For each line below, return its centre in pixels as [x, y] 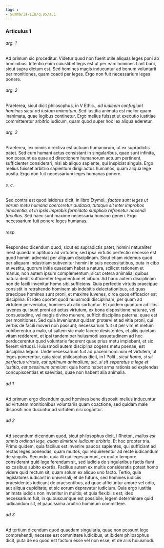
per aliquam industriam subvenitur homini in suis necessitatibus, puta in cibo [82, 263]
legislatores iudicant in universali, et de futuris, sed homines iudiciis [73, 477]
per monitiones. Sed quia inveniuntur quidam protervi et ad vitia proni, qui [79, 320]
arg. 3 [11, 132]
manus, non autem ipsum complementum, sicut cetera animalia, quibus [77, 273]
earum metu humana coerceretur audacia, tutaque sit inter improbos [75, 205]
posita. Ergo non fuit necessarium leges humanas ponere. [63, 174]
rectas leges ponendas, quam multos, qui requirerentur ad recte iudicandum [82, 451]
